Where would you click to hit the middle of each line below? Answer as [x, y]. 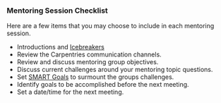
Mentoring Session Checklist [58, 11]
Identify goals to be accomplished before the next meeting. [103, 85]
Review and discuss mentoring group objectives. [88, 62]
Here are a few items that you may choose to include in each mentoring [110, 26]
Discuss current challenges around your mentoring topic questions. [115, 70]
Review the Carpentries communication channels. [89, 54]
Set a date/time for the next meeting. [70, 92]
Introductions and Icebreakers [61, 47]
